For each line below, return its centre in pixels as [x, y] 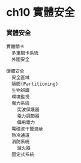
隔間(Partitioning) [35, 84]
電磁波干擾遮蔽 [27, 129]
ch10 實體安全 [40, 12]
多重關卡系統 [25, 53]
